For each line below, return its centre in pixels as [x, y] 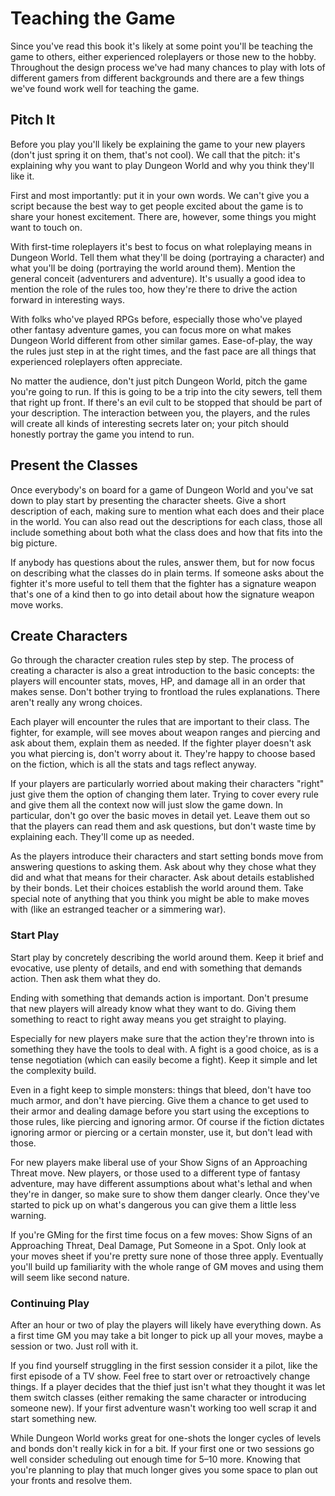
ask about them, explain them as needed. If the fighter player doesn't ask [161, 743]
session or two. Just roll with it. [74, 1346]
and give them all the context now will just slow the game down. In [146, 805]
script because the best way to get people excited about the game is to [157, 206]
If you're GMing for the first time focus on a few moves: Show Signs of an [161, 1234]
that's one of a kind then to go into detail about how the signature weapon [162, 594]
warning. [28, 1215]
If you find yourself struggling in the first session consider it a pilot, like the [164, 1365]
